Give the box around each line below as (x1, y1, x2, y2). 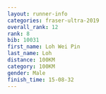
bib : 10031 (7, 37, 40, 44)
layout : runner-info (7, 10, 69, 18)
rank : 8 (7, 30, 30, 37)
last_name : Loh (7, 50, 52, 57)
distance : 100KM (7, 57, 55, 64)
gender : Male (7, 69, 46, 76)
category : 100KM (7, 63, 55, 70)
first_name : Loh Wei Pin (7, 43, 81, 50)
